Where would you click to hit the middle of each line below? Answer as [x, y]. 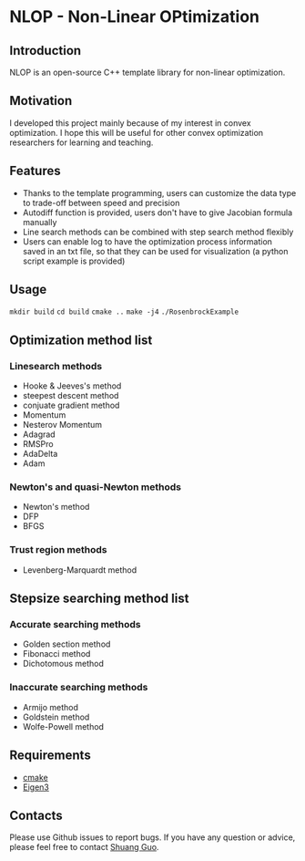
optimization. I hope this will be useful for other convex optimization [137, 132]
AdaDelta [40, 454]
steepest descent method [71, 396]
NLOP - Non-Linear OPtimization [135, 17]
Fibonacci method [56, 654]
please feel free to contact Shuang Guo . [84, 847]
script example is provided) [74, 261]
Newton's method [56, 507]
